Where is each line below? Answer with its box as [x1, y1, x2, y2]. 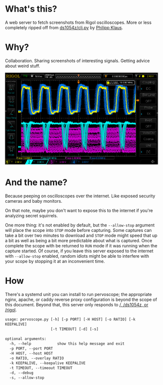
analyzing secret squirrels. [5, 213, 58, 219]
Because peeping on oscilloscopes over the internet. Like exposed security [5, 193, 155, 199]
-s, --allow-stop [9, 375, 45, 380]
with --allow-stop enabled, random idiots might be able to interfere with [5, 253, 149, 259]
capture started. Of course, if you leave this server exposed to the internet [5, 248, 154, 254]
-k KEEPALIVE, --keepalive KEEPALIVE [9, 361, 86, 366]
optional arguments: [5, 336, 47, 341]
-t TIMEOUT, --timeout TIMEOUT [9, 366, 73, 370]
